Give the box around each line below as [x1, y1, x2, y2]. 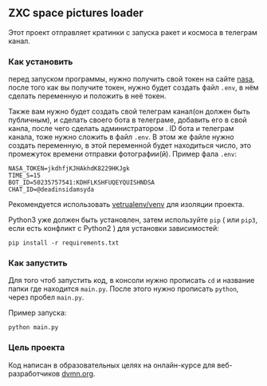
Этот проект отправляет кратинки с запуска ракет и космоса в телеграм [8, 27, 257, 37]
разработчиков [8, 368, 61, 378]
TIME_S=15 [8, 172, 41, 180]
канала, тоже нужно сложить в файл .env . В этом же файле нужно [8, 132, 234, 142]
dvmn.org [61, 368, 94, 378]
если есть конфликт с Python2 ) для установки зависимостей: [8, 224, 219, 233]
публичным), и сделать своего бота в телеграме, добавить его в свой [8, 115, 247, 125]
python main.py [8, 324, 59, 332]
